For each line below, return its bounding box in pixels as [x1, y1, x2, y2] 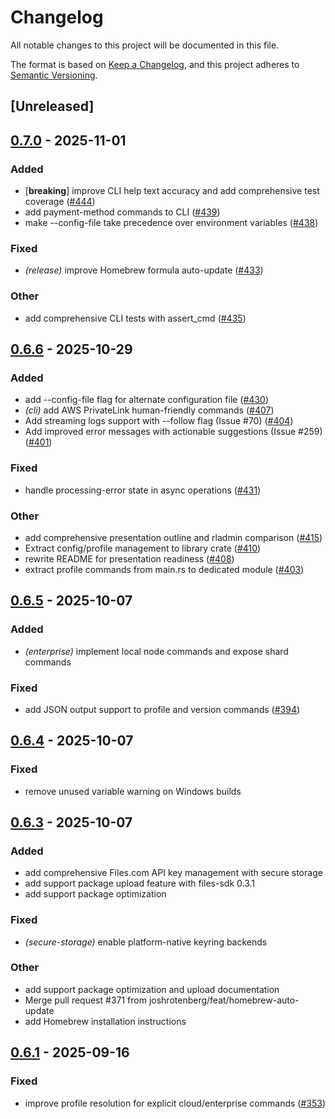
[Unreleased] [10, 98, 95, 115]
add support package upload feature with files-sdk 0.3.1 [24, 877, 255, 890]
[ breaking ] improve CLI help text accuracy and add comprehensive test [24, 185, 320, 197]
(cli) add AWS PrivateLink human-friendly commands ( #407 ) [24, 404, 275, 416]
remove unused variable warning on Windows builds [24, 785, 242, 797]
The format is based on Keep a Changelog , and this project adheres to [10, 58, 300, 70]
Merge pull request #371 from [24, 994, 147, 1006]
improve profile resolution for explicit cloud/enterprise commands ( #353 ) [24, 1097, 326, 1109]
